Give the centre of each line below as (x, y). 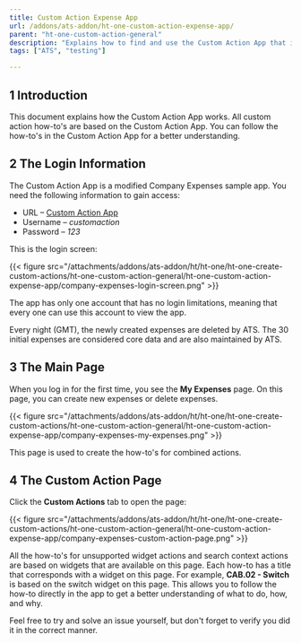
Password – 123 (51, 231)
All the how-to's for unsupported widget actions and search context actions (149, 556)
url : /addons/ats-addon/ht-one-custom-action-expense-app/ (122, 26)
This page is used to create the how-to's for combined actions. (125, 452)
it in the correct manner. (54, 630)
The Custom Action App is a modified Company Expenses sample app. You (148, 186)
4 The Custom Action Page (86, 480)
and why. (26, 604)
